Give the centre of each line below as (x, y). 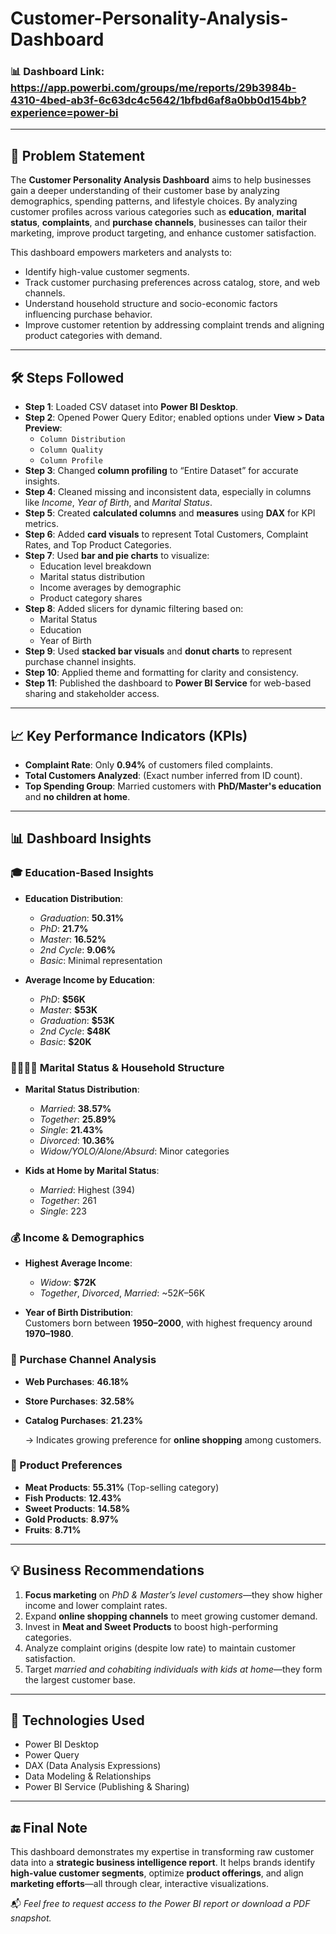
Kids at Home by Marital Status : (92, 1170)
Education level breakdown (95, 566)
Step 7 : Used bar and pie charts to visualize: (117, 556)
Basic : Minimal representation (101, 960)
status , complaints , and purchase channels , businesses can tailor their (159, 223)
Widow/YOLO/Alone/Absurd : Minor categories (134, 1151)
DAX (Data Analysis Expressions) (93, 1766)
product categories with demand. (93, 336)
